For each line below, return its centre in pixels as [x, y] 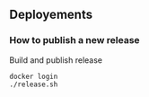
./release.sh [34, 84]
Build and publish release [56, 60]
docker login [34, 76]
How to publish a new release [75, 40]
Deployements [51, 15]
